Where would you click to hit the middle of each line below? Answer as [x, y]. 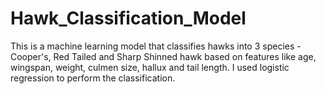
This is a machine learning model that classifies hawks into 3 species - [156, 46]
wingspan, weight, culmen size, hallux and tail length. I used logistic [150, 67]
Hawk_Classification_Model [128, 18]
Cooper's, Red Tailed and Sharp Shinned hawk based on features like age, [163, 56]
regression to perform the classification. [93, 78]
